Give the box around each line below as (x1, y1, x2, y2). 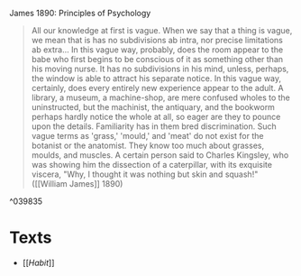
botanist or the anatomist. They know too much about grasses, (31, 140, 264, 151)
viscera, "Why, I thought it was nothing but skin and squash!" (31, 169, 259, 179)
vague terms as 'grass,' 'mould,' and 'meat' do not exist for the (31, 131, 264, 141)
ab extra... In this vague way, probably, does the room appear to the (31, 44, 284, 55)
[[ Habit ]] (22, 257, 55, 268)
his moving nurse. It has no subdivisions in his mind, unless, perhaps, (31, 63, 289, 74)
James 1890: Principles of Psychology (9, 8, 151, 18)
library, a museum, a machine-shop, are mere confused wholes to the (31, 92, 291, 103)
